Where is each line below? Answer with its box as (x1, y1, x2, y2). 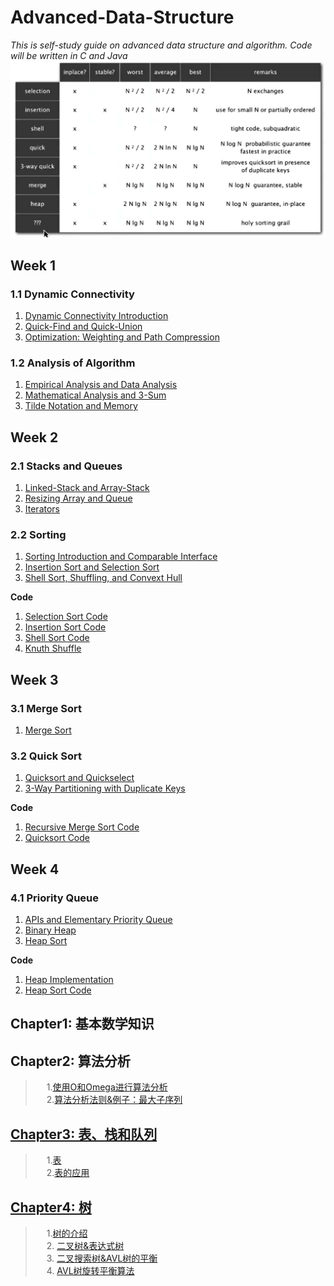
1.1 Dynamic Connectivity (10, 287, 135, 301)
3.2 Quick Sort (10, 749, 82, 763)
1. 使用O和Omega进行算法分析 (46, 1081, 168, 1093)
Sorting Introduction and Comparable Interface (24, 551, 218, 563)
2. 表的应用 (46, 1167, 90, 1179)
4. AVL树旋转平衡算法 (46, 1264, 135, 1276)
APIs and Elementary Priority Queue (24, 914, 173, 926)
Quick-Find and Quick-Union (24, 321, 143, 333)
